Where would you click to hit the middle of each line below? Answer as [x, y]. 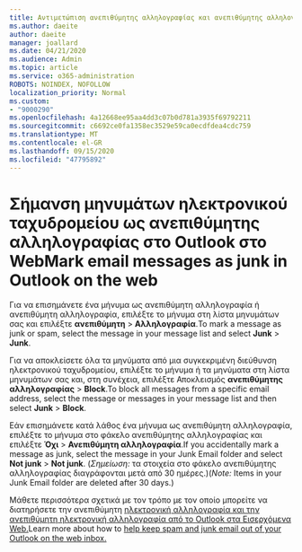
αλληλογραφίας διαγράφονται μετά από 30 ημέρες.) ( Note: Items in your [146, 473]
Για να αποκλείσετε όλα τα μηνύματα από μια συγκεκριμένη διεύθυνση [143, 361]
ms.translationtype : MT [54, 135]
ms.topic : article [44, 68]
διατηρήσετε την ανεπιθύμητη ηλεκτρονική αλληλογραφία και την [135, 510]
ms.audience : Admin [46, 59]
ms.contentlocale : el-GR [56, 143]
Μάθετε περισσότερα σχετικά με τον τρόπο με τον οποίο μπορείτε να [138, 500]
